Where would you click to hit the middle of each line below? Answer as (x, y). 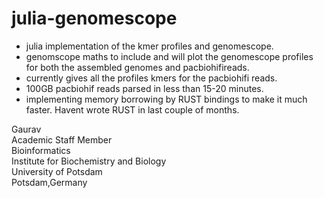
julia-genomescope (94, 18)
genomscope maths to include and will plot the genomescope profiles (169, 56)
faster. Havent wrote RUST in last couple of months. (132, 109)
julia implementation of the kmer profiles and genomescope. (149, 46)
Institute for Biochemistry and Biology (89, 161)
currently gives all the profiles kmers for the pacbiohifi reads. (151, 78)
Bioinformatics (41, 150)
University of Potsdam (57, 171)
